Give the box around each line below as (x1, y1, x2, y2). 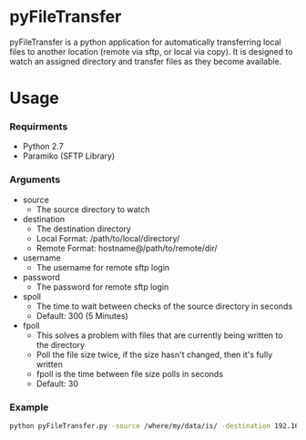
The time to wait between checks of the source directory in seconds (36, 301, 293, 312)
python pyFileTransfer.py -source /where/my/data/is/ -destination (9, 422, 271, 431)
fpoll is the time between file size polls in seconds (36, 368, 224, 379)
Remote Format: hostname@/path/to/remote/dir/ (36, 242, 218, 253)
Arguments (9, 173, 61, 186)
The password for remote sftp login (36, 281, 169, 292)
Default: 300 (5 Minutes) (36, 310, 129, 321)
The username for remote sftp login (36, 261, 170, 272)
